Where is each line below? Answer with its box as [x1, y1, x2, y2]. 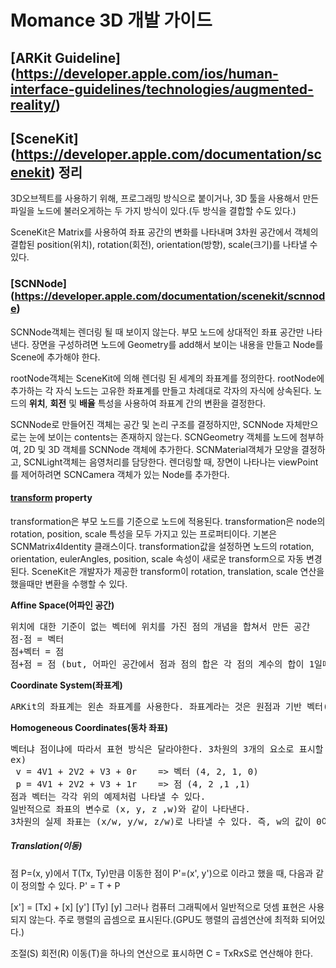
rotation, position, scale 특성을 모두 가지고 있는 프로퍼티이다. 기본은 [10, 527, 278, 540]
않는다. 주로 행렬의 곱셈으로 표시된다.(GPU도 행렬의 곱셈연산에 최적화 [28, 913, 299, 925]
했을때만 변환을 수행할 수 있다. [10, 577, 128, 590]
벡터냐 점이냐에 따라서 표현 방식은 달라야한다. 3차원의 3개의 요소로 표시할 [10, 743, 324, 755]
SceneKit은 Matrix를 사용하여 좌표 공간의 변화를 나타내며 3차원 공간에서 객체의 [10, 226, 319, 238]
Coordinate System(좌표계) [10, 679, 123, 691]
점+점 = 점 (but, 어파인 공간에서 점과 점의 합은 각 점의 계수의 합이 [10, 658, 305, 670]
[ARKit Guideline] [10, 49, 121, 66]
